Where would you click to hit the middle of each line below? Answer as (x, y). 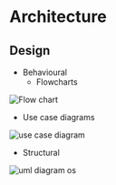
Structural (41, 153)
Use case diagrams (58, 117)
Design (30, 51)
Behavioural (45, 72)
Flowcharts (57, 82)
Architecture (58, 17)
